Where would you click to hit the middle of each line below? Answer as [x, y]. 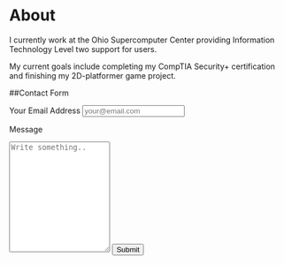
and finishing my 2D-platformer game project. [93, 75]
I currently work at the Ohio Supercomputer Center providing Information [142, 40]
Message [26, 129]
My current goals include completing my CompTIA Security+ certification [142, 66]
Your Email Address [45, 110]
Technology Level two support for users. [83, 49]
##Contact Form [39, 93]
